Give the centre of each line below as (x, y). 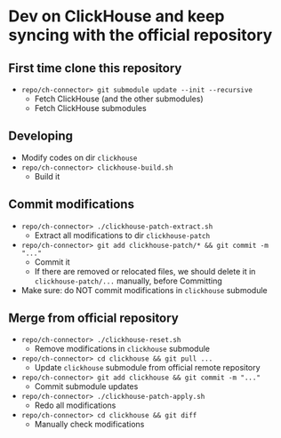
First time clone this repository (95, 68)
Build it (47, 176)
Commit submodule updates (86, 386)
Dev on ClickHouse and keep (116, 16)
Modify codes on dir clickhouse (79, 157)
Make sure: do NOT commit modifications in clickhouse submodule (144, 290)
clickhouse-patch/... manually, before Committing (128, 281)
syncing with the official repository (140, 35)
